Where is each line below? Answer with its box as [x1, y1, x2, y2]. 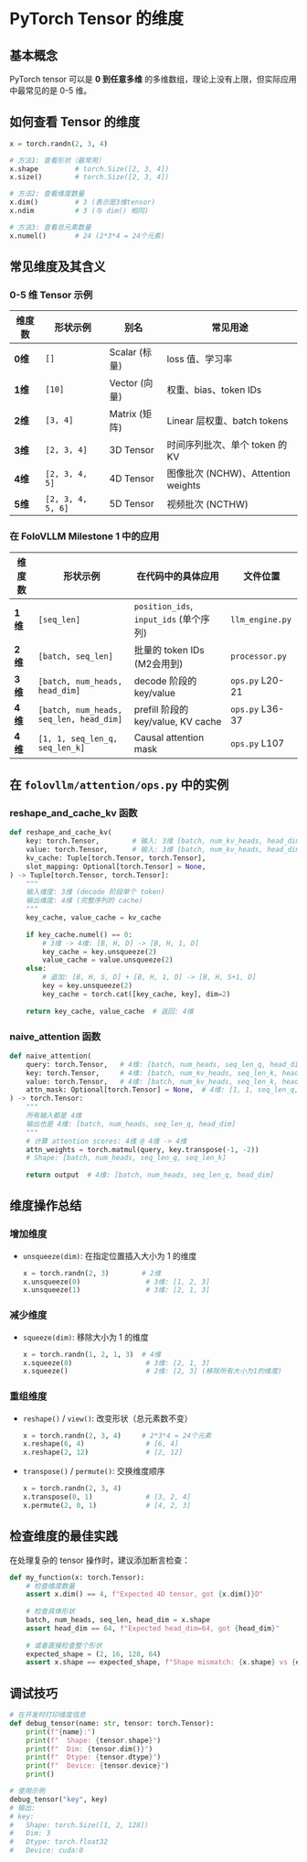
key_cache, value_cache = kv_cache [26, 913, 162, 922]
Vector [109, 377, 139, 390]
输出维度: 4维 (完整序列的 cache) [26, 896, 143, 906]
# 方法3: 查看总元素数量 [9, 222, 91, 231]
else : [26, 964, 48, 974]
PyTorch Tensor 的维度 [9, 8, 185, 29]
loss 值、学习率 [166, 353, 233, 366]
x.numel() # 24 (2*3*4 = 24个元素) [9, 231, 165, 241]
